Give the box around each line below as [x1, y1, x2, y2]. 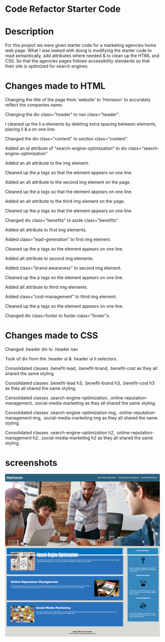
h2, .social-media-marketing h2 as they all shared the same [32, 435, 153, 441]
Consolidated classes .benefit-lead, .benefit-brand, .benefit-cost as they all [5, 365, 158, 371]
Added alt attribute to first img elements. [5, 227, 87, 233]
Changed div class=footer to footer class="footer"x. [5, 313, 110, 319]
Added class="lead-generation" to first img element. [5, 236, 111, 242]
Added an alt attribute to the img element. [5, 160, 89, 166]
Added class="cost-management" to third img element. [5, 294, 117, 300]
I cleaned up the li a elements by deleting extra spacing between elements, [5, 121, 157, 127]
